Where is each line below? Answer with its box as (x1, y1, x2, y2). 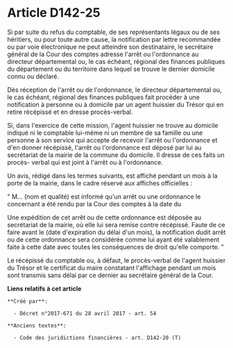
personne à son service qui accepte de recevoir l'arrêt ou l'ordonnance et (7, 135, 218, 144)
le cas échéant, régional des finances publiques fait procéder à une (7, 92, 200, 101)
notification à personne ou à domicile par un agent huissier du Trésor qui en (7, 100, 224, 108)
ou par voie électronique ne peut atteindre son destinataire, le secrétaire (7, 42, 214, 51)
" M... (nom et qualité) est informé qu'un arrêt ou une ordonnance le (7, 192, 201, 201)
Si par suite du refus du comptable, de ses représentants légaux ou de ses (7, 28, 221, 36)
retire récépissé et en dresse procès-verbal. (7, 108, 133, 116)
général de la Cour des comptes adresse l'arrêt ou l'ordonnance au (7, 50, 199, 58)
